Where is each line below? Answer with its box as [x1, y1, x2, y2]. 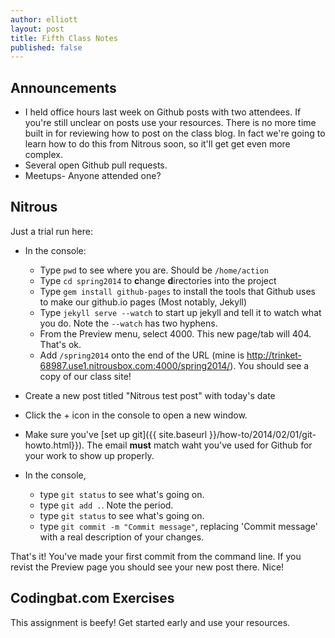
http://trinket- [246, 349, 303, 361]
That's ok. [39, 338, 82, 350]
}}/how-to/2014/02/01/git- [208, 428, 317, 440]
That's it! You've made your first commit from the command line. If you [10, 550, 302, 562]
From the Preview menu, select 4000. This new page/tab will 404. [39, 327, 312, 340]
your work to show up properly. [24, 449, 155, 461]
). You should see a [229, 359, 310, 371]
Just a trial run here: [10, 225, 93, 237]
